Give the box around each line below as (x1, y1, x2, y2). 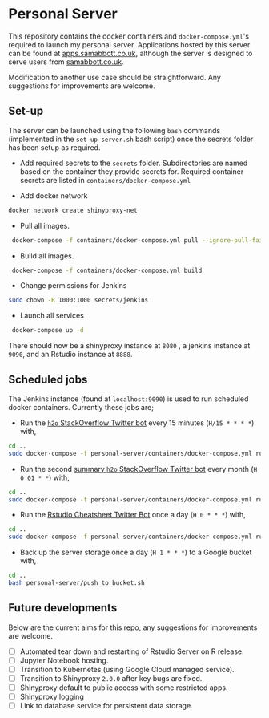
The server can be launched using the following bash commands (8, 125, 221, 135)
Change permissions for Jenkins (19, 281, 127, 290)
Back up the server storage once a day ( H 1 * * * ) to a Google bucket (19, 547, 252, 558)
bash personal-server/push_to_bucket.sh (8, 579, 146, 587)
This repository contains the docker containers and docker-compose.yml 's (8, 31, 250, 41)
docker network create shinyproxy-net (8, 206, 138, 214)
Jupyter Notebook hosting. (19, 655, 109, 665)
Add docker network (19, 190, 88, 201)
